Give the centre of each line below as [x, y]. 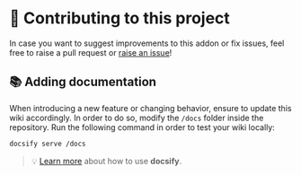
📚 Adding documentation [83, 82]
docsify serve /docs [48, 144]
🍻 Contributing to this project [120, 18]
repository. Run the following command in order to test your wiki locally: [142, 127]
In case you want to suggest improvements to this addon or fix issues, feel [147, 43]
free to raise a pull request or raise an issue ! [91, 52]
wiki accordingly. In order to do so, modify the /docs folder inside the [137, 118]
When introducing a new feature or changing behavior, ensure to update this [150, 108]
